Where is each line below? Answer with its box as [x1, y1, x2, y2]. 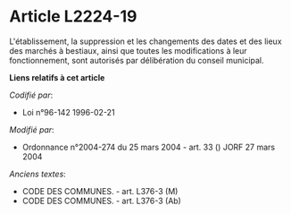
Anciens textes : [9, 168, 67, 179]
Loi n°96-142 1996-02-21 [21, 107, 115, 117]
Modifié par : [9, 124, 55, 135]
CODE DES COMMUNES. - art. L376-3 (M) [21, 185, 179, 196]
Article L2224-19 [9, 6, 137, 27]
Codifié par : [9, 90, 54, 100]
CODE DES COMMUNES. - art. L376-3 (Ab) [21, 195, 181, 206]
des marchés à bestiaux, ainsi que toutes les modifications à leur [9, 45, 247, 56]
